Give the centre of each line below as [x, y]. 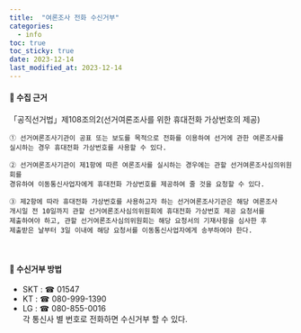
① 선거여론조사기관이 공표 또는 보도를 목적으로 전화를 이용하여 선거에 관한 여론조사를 [147, 139]
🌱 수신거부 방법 [36, 269]
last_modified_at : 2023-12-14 [66, 68]
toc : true [28, 43]
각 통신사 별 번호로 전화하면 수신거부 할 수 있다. [105, 319]
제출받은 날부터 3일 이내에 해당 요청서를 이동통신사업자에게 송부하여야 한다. [131, 230]
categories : [31, 26]
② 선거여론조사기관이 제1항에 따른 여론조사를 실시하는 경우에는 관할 [118, 166]
